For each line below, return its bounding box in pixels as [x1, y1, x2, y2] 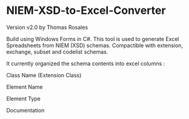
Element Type [6, 95, 41, 102]
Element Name [6, 83, 44, 91]
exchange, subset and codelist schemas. [6, 48, 108, 55]
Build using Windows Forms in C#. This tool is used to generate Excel [6, 35, 179, 42]
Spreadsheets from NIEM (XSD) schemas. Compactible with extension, [6, 42, 184, 49]
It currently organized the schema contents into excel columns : [6, 60, 165, 67]
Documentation [6, 106, 45, 114]
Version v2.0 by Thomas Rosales [6, 24, 88, 31]
